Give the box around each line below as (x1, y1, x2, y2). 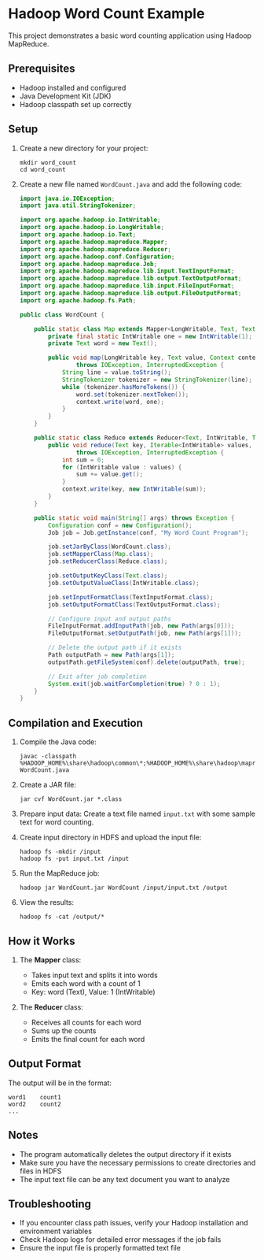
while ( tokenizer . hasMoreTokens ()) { (61, 383, 186, 391)
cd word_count (19, 165, 66, 173)
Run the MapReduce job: (19, 869, 100, 878)
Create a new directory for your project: (19, 143, 148, 153)
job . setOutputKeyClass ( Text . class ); (48, 572, 168, 580)
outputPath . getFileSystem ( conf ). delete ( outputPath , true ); (48, 658, 246, 666)
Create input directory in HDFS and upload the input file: (19, 832, 202, 843)
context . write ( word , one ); (75, 398, 165, 406)
